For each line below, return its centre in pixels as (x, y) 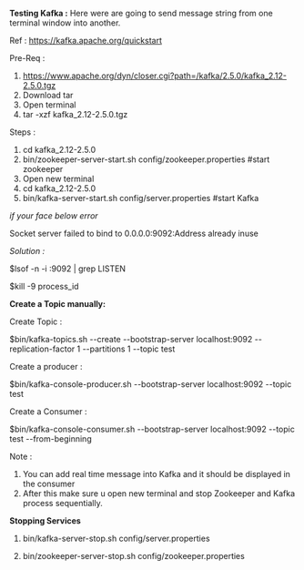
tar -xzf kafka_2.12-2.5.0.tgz (75, 114)
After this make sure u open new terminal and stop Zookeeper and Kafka (159, 494)
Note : (21, 456)
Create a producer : (46, 366)
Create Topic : (36, 321)
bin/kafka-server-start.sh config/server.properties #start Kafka (141, 198)
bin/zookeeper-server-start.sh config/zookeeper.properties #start (146, 159)
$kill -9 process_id (44, 286)
